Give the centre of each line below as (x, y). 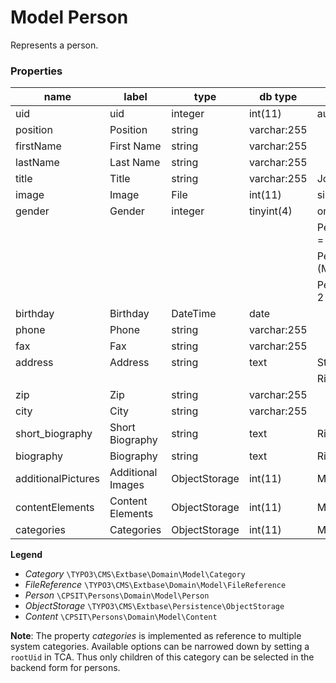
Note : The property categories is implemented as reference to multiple (156, 636)
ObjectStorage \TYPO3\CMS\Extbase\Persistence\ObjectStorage (154, 606)
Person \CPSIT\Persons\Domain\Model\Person (117, 595)
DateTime (194, 314)
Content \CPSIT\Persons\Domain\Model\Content (121, 617)
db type (278, 97)
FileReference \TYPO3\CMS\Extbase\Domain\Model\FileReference (155, 585)
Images (127, 485)
